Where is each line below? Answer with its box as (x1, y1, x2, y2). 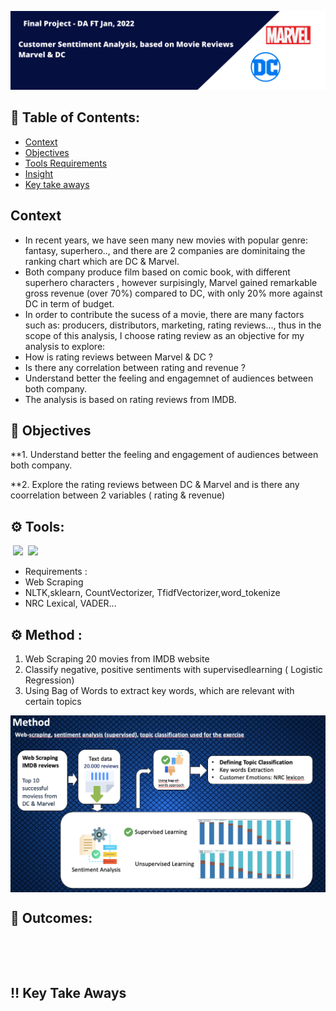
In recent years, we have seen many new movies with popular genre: (24, 234, 309, 246)
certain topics (24, 696, 82, 708)
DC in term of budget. (24, 297, 115, 310)
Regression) (24, 674, 75, 686)
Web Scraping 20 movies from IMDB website (24, 653, 210, 665)
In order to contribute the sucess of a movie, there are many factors (24, 308, 305, 320)
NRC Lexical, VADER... (24, 597, 117, 610)
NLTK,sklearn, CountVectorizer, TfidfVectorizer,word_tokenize (24, 587, 281, 599)
